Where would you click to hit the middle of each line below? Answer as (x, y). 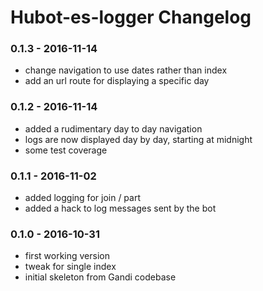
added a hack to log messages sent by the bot (120, 208)
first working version (67, 256)
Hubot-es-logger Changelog (131, 17)
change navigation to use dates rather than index (126, 70)
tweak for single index (70, 267)
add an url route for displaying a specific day (117, 81)
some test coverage (66, 150)
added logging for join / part (82, 198)
